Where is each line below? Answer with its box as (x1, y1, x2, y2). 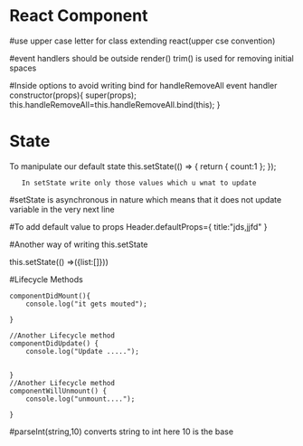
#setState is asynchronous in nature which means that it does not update (9, 194, 282, 204)
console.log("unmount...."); (25, 394, 136, 403)
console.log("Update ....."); (25, 346, 140, 356)
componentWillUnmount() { (9, 386, 107, 395)
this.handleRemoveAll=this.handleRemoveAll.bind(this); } (9, 99, 221, 109)
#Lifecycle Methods (9, 273, 83, 285)
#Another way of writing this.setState (9, 239, 148, 250)
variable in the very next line (9, 204, 115, 214)
